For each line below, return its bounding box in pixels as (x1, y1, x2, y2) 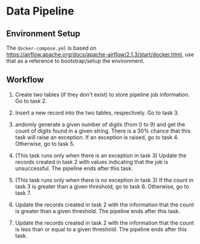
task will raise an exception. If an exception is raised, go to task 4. (15, 133, 179, 140)
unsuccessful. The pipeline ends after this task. (15, 165, 133, 172)
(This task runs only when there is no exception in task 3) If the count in (15, 176, 194, 183)
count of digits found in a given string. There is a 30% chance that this (15, 127, 191, 134)
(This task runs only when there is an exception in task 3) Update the (15, 151, 187, 159)
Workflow (6, 74, 44, 85)
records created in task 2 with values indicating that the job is (15, 158, 169, 165)
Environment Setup (6, 28, 80, 39)
